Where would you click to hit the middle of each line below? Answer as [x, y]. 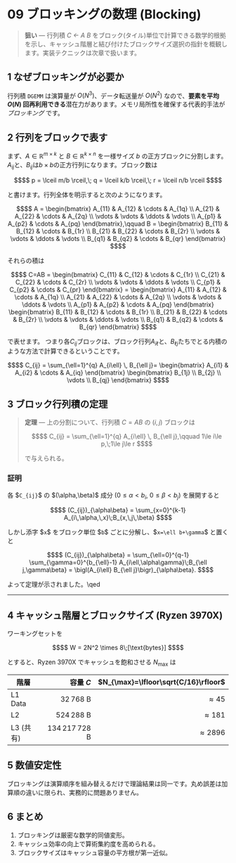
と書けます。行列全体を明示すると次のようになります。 [87, 195]
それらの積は [26, 260]
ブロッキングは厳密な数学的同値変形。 [73, 835]
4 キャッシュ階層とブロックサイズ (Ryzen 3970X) [115, 615]
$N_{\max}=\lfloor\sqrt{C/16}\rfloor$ [162, 682]
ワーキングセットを [35, 634]
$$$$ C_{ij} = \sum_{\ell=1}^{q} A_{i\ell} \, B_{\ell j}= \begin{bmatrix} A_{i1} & [118, 365]
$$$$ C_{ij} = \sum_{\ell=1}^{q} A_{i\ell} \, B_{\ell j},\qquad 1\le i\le [127, 436]
